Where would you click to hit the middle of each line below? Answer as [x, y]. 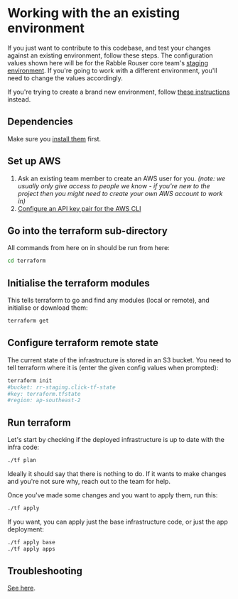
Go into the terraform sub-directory [88, 231]
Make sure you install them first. [54, 139]
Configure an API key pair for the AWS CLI [79, 208]
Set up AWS [34, 161]
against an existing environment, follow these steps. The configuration [110, 55]
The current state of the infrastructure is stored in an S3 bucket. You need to [119, 360]
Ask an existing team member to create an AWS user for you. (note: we [121, 178]
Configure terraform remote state [83, 343]
